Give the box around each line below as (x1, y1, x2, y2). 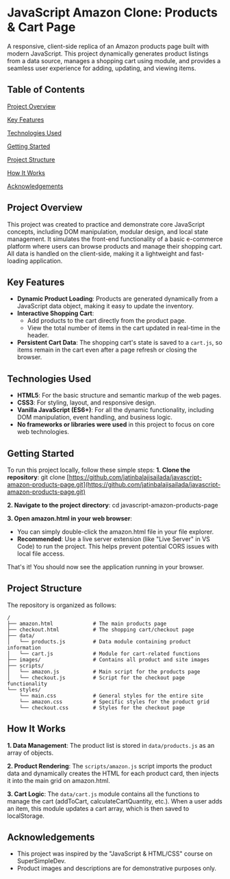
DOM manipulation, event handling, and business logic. (16, 413, 172, 422)
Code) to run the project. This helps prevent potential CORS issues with (16, 543, 218, 550)
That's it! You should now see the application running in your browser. (7, 563, 204, 571)
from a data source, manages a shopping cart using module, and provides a (7, 56, 221, 65)
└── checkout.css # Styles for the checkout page (19, 704, 186, 711)
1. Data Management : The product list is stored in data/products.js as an (7, 741, 215, 749)
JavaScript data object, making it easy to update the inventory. (16, 302, 194, 310)
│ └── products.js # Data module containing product (7, 638, 192, 645)
